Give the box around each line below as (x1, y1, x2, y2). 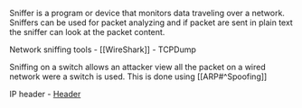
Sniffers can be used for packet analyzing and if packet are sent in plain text (9, 17, 294, 28)
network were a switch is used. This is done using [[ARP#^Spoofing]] (9, 71, 268, 82)
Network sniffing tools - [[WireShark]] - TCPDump (9, 44, 197, 55)
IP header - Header (9, 89, 81, 99)
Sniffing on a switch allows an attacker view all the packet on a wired (9, 62, 267, 72)
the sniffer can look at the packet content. (9, 27, 165, 37)
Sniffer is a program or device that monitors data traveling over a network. (9, 8, 285, 18)
